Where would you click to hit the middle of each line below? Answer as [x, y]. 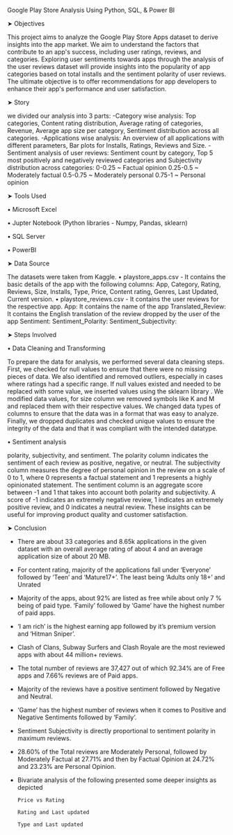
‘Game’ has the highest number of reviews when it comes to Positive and [121, 710]
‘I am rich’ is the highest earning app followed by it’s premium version [116, 626]
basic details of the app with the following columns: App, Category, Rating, [114, 284]
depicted [30, 787]
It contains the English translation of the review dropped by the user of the [114, 314]
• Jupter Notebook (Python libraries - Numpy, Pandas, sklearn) [97, 223]
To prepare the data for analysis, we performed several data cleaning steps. [116, 362]
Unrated [29, 585]
